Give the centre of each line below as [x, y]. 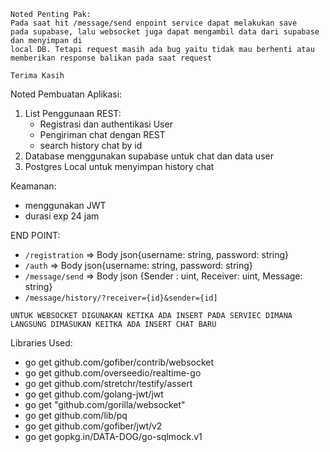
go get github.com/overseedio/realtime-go [113, 373]
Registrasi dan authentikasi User [106, 124]
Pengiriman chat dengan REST [102, 134]
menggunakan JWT [65, 205]
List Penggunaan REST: [73, 113]
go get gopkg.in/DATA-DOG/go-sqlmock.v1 [113, 436]
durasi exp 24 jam [62, 216]
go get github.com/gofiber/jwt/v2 [93, 426]
